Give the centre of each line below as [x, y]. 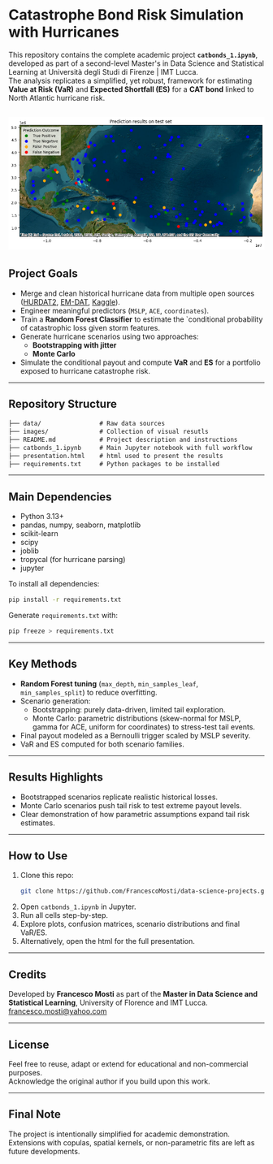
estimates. [37, 823]
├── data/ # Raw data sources [87, 424]
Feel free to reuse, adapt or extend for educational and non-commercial [128, 1064]
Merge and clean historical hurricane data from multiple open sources [137, 293]
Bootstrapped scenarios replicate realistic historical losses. [119, 797]
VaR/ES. [34, 932]
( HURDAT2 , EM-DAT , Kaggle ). [70, 301]
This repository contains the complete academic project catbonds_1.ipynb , [133, 54]
